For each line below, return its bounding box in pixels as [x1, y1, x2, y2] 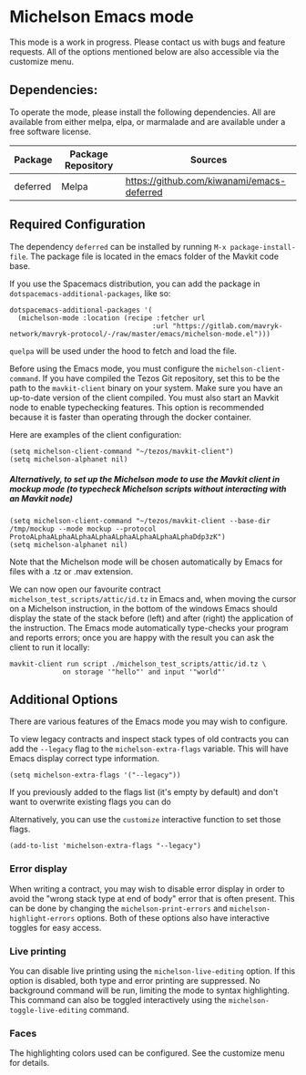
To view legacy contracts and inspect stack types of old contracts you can [9, 734, 290, 745]
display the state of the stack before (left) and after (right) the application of [9, 613, 294, 624]
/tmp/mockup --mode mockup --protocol [9, 524, 157, 533]
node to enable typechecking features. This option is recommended [9, 401, 264, 412]
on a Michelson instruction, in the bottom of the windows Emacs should [9, 603, 278, 614]
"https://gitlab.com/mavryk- [172, 321, 283, 330]
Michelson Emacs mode [9, 6, 194, 27]
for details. [9, 1058, 50, 1069]
